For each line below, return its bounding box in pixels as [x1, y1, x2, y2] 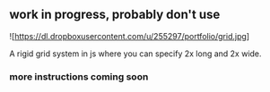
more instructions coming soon [9, 71, 149, 83]
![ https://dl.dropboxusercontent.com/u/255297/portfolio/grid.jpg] [9, 30, 249, 41]
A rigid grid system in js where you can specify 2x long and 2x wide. [9, 48, 262, 59]
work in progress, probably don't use [9, 7, 221, 22]
